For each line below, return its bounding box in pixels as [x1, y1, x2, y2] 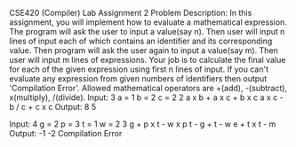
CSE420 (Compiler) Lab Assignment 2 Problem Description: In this [9, 8, 252, 18]
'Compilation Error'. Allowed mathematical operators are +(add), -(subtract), [9, 83, 287, 93]
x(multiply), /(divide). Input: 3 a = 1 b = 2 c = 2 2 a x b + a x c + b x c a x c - [9, 92, 284, 103]
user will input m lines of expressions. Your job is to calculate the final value [9, 55, 286, 65]
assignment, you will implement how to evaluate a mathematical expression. [9, 17, 287, 27]
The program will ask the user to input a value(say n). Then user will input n [9, 27, 285, 36]
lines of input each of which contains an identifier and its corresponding [9, 35, 273, 46]
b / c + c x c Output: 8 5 [9, 102, 96, 112]
